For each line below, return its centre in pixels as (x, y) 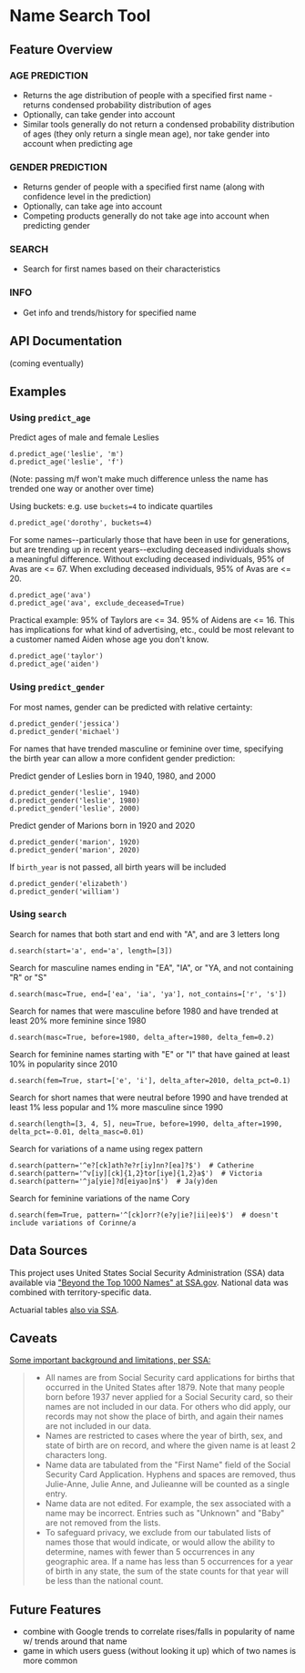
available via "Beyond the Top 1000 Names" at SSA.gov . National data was (149, 1282)
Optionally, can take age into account (92, 207)
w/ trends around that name (75, 1641)
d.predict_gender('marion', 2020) (75, 850)
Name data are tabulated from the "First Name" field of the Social (168, 1465)
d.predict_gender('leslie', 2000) (75, 808)
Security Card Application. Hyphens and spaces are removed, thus (170, 1474)
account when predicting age (78, 143)
